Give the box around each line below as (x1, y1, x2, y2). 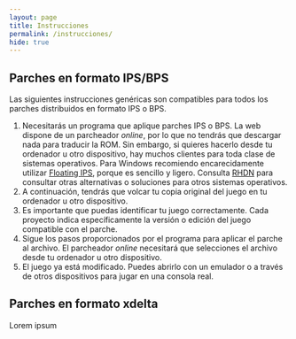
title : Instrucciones (9, 21, 90, 30)
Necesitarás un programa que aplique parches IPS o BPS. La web (21, 120, 261, 131)
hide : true (9, 37, 50, 47)
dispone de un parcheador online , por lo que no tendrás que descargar (21, 130, 282, 141)
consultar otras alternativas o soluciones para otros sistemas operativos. (21, 177, 288, 188)
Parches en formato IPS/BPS (9, 70, 169, 85)
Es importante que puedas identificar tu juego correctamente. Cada (21, 205, 269, 216)
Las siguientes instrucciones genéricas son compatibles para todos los (9, 94, 269, 104)
